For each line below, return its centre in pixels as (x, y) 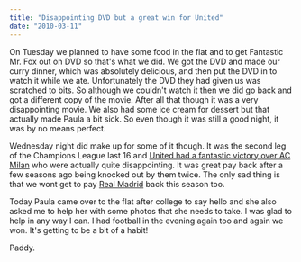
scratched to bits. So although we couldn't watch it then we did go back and (151, 90)
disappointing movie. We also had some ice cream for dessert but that (140, 109)
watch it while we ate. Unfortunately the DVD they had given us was (135, 80)
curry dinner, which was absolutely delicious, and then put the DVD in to (143, 71)
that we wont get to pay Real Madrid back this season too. (117, 184)
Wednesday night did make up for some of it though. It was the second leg (148, 146)
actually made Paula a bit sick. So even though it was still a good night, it (144, 119)
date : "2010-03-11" (46, 26)
